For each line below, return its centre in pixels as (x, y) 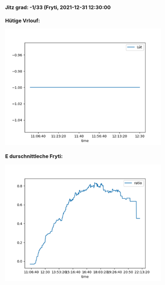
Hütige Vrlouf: (23, 20)
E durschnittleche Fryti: (34, 156)
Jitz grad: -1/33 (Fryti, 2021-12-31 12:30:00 (58, 7)
